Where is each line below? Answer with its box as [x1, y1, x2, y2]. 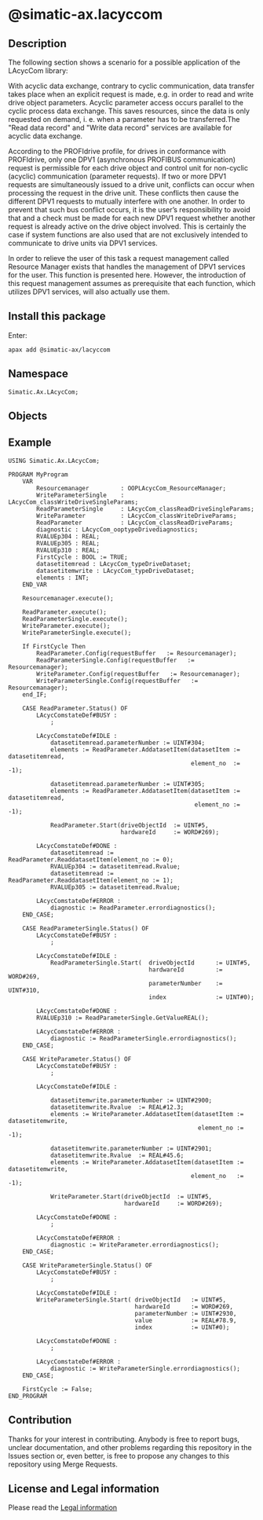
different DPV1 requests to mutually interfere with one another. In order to [8, 196, 246, 206]
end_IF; [22, 690, 47, 699]
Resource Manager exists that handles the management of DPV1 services [8, 262, 246, 271]
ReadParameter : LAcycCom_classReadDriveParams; [36, 519, 234, 527]
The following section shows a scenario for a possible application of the [8, 57, 241, 67]
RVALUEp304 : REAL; [36, 532, 100, 540]
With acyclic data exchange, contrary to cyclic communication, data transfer [8, 81, 255, 90]
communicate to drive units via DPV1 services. [8, 238, 159, 248]
